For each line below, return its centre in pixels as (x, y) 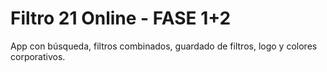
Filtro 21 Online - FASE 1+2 (121, 18)
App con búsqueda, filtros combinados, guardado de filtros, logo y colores (164, 46)
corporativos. (38, 56)
